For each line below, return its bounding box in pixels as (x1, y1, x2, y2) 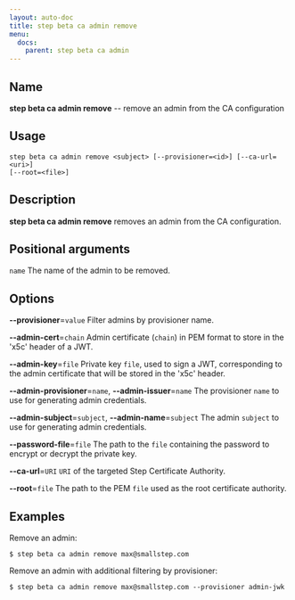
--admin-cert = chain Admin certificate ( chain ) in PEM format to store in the (9, 332, 284, 343)
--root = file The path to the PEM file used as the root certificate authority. (9, 483, 287, 494)
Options (9, 291, 55, 306)
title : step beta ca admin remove (9, 21, 138, 30)
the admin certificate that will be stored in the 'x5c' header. (9, 368, 225, 379)
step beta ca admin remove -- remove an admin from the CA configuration (9, 103, 285, 113)
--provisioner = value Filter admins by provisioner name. (9, 315, 215, 325)
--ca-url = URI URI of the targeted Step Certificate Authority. (9, 465, 225, 477)
